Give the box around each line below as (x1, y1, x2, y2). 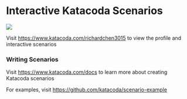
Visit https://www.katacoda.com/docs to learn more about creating (6, 69, 168, 76)
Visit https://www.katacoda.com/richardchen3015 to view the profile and (6, 34, 182, 42)
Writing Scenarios (6, 55, 59, 63)
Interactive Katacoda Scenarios (6, 4, 163, 18)
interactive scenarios (6, 40, 57, 47)
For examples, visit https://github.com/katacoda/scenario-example (6, 86, 167, 93)
